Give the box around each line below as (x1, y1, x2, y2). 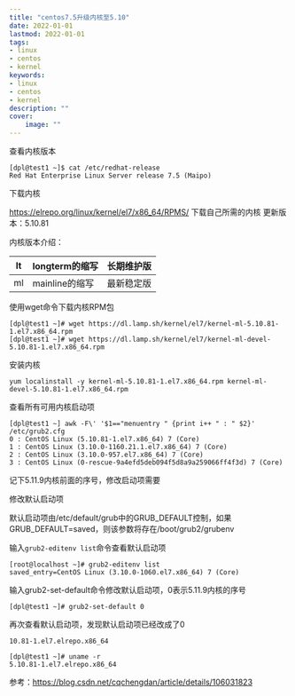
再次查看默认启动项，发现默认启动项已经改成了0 (9, 619, 185, 629)
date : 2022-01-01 (9, 21, 74, 30)
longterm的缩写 (32, 260, 99, 272)
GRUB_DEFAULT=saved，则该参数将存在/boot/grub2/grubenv (9, 524, 235, 534)
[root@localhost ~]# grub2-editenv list (9, 560, 161, 569)
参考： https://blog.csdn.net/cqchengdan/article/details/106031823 (9, 676, 253, 687)
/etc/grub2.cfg (9, 427, 66, 436)
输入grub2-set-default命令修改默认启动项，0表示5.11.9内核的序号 (9, 585, 246, 595)
